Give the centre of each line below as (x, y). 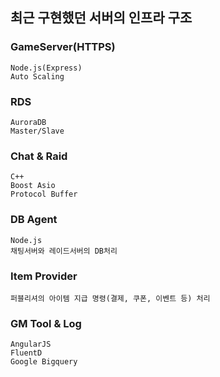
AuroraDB (28, 122)
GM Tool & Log (46, 323)
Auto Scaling (37, 76)
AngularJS (31, 344)
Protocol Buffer (44, 194)
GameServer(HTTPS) (63, 47)
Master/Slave (37, 131)
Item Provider (44, 276)
